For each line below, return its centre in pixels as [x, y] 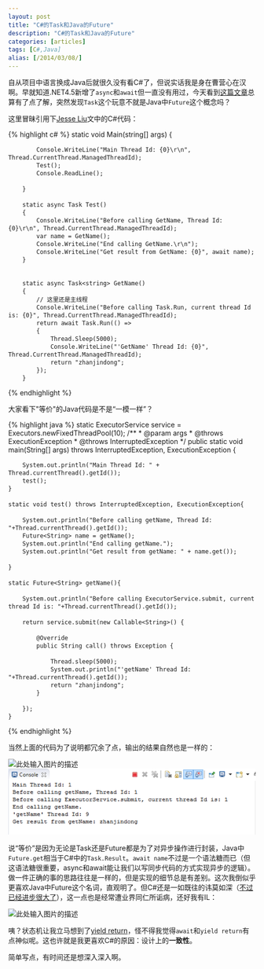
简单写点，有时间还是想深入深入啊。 [67, 957]
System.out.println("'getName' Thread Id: [121, 670]
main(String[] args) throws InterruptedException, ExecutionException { [122, 450]
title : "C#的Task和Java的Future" [61, 25]
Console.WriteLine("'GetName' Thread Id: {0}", [130, 347]
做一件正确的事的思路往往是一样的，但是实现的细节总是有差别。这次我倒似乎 [132, 878]
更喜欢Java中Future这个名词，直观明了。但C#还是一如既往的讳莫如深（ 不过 [131, 887]
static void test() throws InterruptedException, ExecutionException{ [126, 505]
